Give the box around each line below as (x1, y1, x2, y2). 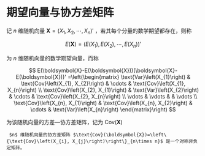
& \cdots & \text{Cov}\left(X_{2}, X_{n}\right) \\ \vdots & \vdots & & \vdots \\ (9, 92, 198, 100)
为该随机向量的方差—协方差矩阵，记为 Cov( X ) (6, 118, 123, 125)
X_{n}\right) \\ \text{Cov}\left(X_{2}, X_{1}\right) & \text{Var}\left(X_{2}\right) (7, 86, 199, 94)
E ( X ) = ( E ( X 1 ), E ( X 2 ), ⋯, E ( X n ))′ (65, 40, 141, 49)
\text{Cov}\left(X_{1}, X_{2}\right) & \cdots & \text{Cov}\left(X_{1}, (20, 80, 186, 87)
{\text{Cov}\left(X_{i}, (6, 138, 70, 144)
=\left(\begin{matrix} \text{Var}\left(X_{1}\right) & (67, 73, 191, 80)
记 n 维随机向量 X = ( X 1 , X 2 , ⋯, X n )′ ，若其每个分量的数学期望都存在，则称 (6, 27, 192, 35)
